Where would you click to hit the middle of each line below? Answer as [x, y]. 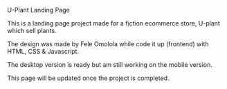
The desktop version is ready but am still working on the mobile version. [110, 65]
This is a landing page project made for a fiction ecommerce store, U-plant [113, 23]
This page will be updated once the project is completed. [88, 78]
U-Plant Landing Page [39, 10]
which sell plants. [32, 31]
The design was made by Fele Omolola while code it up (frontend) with [108, 44]
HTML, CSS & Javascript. [43, 51]
